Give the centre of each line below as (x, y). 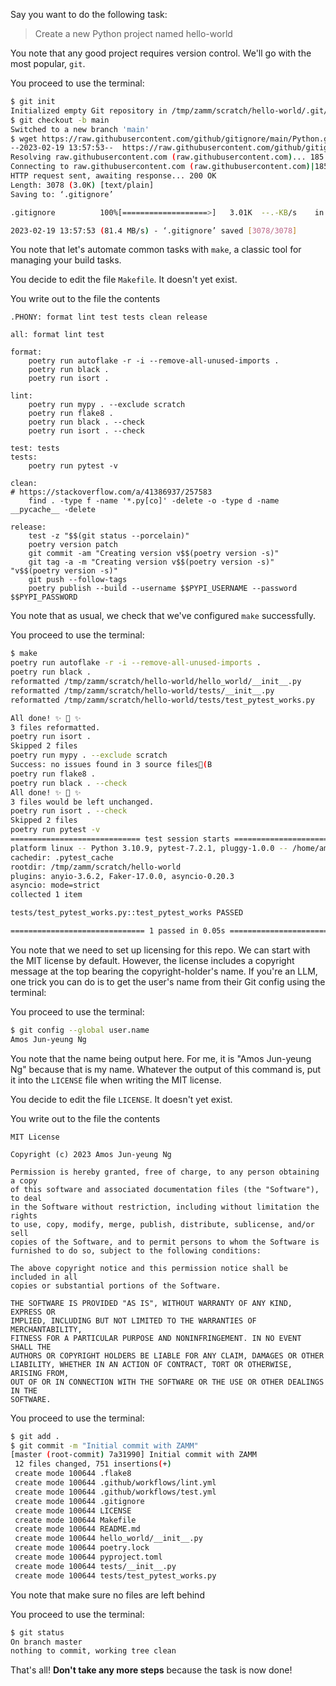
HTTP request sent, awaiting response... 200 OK (113, 176)
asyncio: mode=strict (55, 885)
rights (24, 1215)
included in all (44, 1277)
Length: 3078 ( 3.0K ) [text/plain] (82, 185)
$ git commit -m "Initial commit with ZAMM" (104, 1445)
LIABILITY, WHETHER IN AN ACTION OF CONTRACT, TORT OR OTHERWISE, (151, 1364)
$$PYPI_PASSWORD (44, 597)
